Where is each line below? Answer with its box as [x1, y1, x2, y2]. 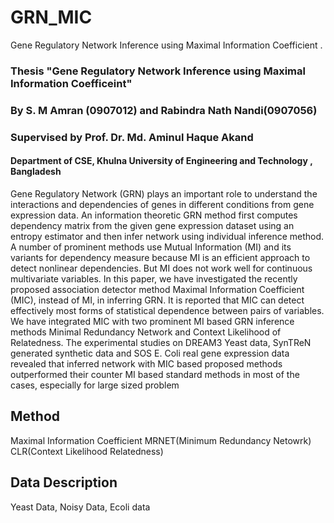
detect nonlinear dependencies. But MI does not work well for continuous [10, 262, 313, 274]
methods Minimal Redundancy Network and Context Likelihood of [10, 326, 282, 338]
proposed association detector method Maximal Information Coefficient [10, 283, 305, 295]
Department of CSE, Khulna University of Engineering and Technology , [10, 155, 313, 167]
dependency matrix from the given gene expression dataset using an [10, 219, 295, 231]
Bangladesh [10, 166, 62, 178]
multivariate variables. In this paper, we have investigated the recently [10, 272, 298, 285]
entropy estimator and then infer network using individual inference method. [10, 230, 325, 242]
